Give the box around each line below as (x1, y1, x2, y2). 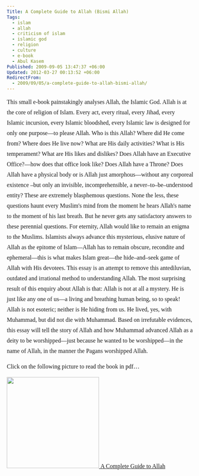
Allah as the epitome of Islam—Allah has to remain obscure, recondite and (7, 244, 184, 251)
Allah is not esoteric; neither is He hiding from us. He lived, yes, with (7, 306, 172, 313)
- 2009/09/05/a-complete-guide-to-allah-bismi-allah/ (12, 81, 147, 87)
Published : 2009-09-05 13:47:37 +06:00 (7, 63, 105, 70)
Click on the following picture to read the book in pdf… (7, 363, 140, 370)
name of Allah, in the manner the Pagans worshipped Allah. (7, 347, 148, 354)
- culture (12, 47, 36, 53)
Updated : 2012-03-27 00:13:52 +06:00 (7, 69, 100, 75)
